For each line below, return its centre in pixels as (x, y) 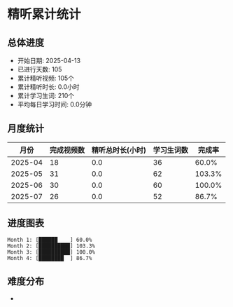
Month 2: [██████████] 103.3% (51, 246)
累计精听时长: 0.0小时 (48, 87)
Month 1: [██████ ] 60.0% (50, 240)
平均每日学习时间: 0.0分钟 (55, 104)
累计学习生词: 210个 (46, 96)
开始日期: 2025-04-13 (49, 61)
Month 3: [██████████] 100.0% (51, 252)
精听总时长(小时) (119, 150)
